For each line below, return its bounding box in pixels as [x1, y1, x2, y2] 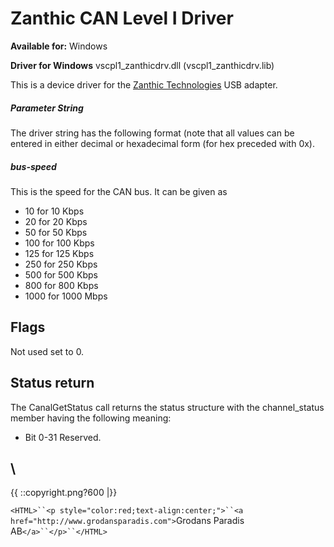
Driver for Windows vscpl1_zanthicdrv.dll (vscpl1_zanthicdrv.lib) [10, 59, 275, 71]
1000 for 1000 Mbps [24, 290, 108, 302]
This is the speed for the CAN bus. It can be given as [10, 185, 228, 197]
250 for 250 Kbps [24, 258, 98, 270]
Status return [10, 375, 95, 392]
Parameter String [10, 102, 84, 114]
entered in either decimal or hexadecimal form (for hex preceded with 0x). [10, 137, 315, 149]
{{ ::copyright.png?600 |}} [10, 487, 118, 499]
